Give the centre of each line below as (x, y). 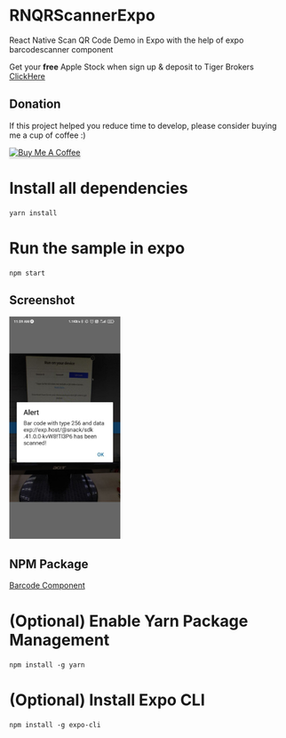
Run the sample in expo (97, 248)
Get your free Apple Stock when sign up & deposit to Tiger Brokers (132, 67)
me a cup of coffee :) (48, 135)
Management (60, 640)
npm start (28, 273)
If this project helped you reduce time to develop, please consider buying (143, 125)
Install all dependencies (99, 188)
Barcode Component (48, 586)
